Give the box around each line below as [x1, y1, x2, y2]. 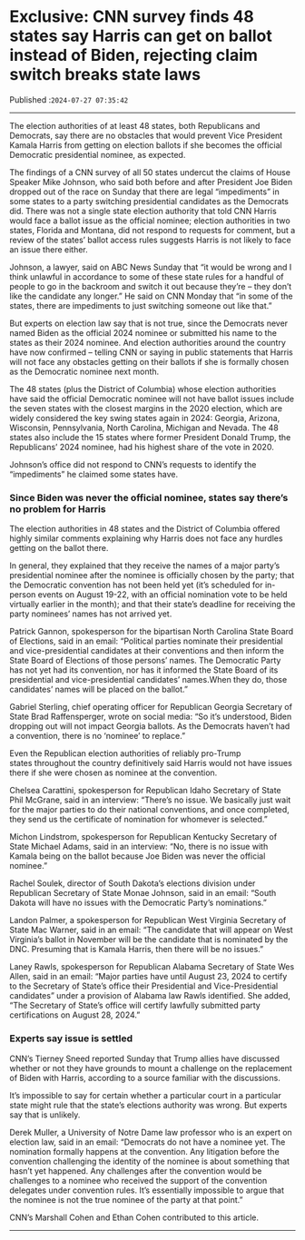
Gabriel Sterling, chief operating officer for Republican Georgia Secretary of [9, 702, 293, 713]
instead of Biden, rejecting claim [9, 45, 259, 65]
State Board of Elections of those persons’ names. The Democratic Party [9, 655, 281, 666]
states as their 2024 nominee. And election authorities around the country [9, 337, 286, 348]
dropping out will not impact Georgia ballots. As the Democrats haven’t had [9, 721, 290, 732]
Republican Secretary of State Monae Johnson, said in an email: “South [9, 888, 277, 899]
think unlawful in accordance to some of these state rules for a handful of [9, 271, 284, 282]
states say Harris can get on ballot [9, 25, 272, 46]
